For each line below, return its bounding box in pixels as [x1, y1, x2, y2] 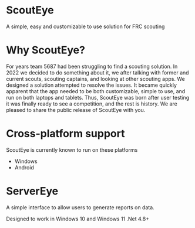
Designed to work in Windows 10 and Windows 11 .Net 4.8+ [6, 215, 150, 222]
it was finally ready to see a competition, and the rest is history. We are [6, 100, 178, 107]
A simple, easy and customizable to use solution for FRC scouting [6, 23, 165, 30]
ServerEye [6, 185, 59, 198]
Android [14, 164, 34, 171]
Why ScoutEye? [6, 43, 85, 57]
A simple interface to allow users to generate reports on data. [6, 203, 154, 211]
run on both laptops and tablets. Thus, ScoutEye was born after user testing [6, 94, 190, 101]
